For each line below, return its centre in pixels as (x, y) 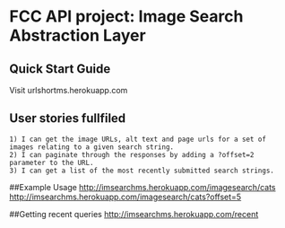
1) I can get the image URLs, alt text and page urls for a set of (138, 139)
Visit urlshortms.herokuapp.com (69, 90)
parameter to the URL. (52, 162)
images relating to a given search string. (92, 147)
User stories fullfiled (68, 118)
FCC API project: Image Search (126, 17)
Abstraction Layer (78, 35)
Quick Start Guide (60, 69)
